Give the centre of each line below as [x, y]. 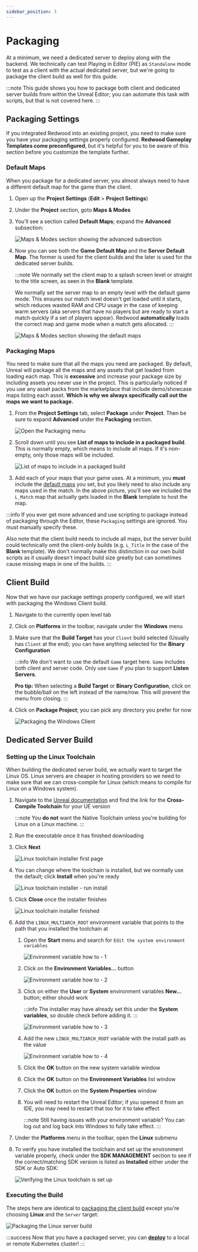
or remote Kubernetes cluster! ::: [46, 1244]
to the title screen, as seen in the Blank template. [74, 281]
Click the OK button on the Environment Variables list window [100, 1079]
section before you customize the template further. [68, 152]
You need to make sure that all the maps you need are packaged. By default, [99, 364]
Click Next [27, 847]
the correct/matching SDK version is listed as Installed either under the [101, 1162]
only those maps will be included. [74, 455]
